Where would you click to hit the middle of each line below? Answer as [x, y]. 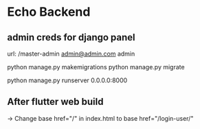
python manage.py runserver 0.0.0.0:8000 [67, 80]
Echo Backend [49, 12]
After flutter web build [55, 102]
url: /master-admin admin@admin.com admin [71, 54]
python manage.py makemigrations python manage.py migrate [96, 67]
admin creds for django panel [71, 37]
